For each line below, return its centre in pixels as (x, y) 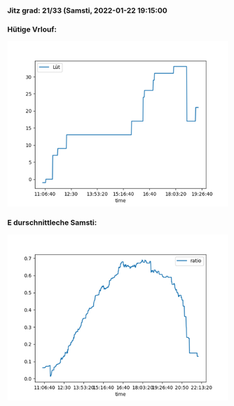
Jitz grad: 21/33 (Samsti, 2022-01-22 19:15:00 (87, 11)
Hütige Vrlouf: (32, 29)
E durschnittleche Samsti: (52, 223)
